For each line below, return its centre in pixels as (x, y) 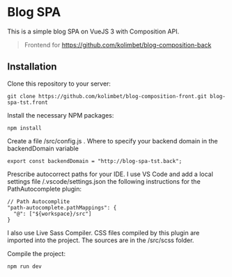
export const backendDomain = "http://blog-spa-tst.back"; (95, 161)
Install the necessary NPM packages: (61, 115)
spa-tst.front (28, 102)
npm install (24, 128)
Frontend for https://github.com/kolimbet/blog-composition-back (118, 45)
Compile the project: (37, 253)
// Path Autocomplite (39, 201)
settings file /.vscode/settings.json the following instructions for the (104, 181)
